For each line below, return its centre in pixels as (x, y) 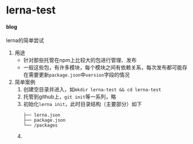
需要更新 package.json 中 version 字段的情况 (79, 75)
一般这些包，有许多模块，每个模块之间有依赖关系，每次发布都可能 (103, 67)
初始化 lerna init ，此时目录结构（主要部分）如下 (82, 104)
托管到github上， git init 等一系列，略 (70, 97)
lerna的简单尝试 (25, 40)
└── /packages (40, 126)
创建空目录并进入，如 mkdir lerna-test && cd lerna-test (92, 90)
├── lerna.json (42, 115)
